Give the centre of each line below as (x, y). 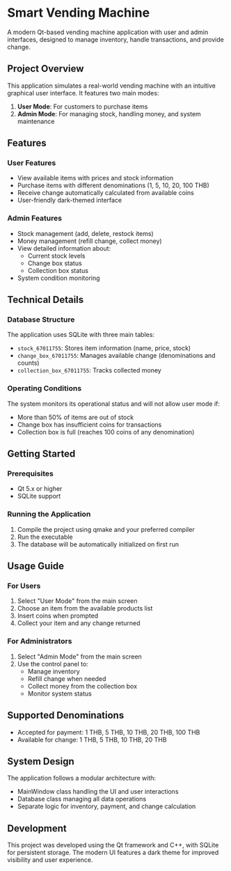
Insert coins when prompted (58, 616)
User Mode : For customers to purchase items (82, 107)
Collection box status (58, 270)
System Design (41, 761)
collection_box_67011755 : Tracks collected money (89, 370)
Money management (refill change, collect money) (89, 241)
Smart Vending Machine (79, 13)
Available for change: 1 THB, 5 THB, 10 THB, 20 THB (92, 739)
